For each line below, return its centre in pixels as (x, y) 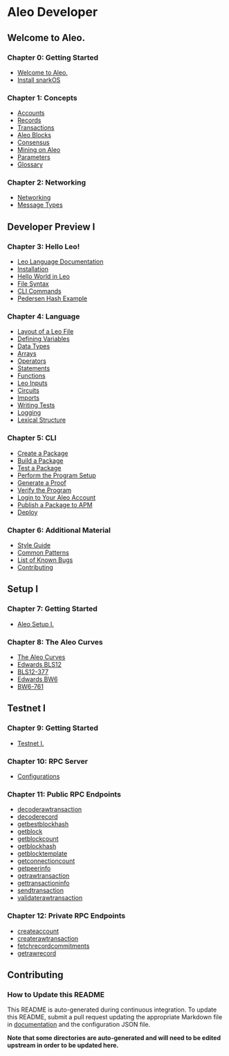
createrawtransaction (48, 938)
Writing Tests (36, 405)
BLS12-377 (33, 672)
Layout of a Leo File (45, 332)
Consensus (33, 142)
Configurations (38, 776)
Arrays (27, 354)
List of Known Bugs (45, 560)
